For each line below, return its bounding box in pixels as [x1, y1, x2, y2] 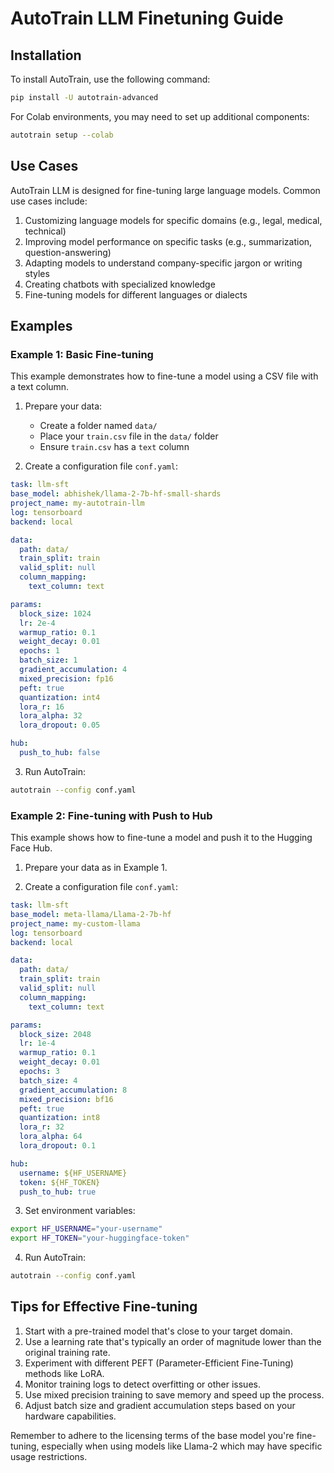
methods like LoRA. [24, 1367, 105, 1379]
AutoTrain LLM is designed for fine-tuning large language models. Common [10, 184, 321, 196]
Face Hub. [10, 842, 53, 854]
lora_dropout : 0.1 [19, 1141, 97, 1151]
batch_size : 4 [19, 1075, 78, 1086]
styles [24, 267, 50, 279]
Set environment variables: [24, 1205, 136, 1217]
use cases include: [10, 195, 88, 207]
